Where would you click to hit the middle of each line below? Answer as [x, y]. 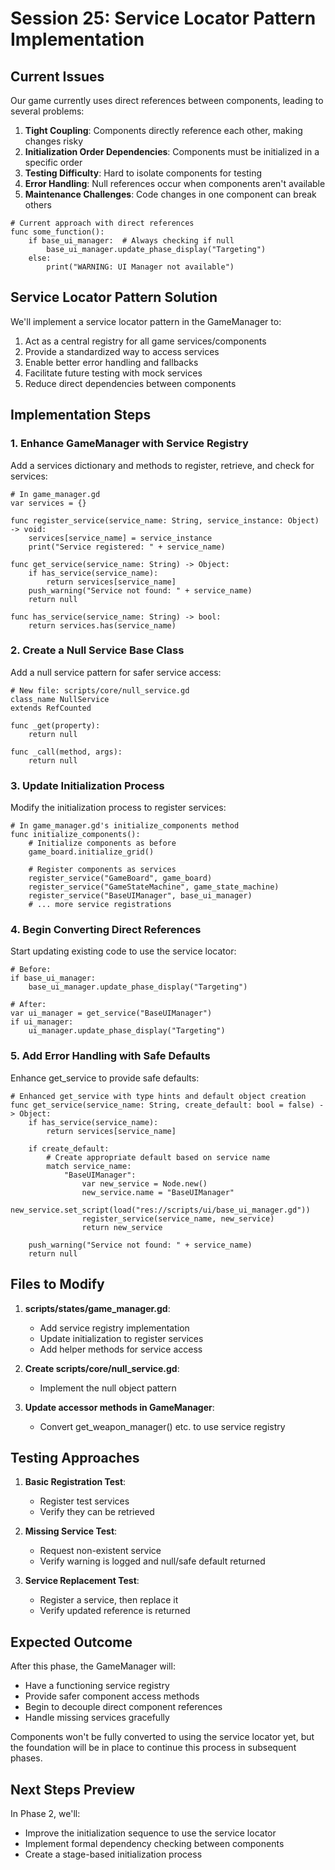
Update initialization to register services [121, 1338]
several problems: [47, 111]
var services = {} [48, 503]
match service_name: [89, 1166]
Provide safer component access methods [112, 1696]
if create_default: [69, 1148]
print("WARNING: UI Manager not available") [140, 267]
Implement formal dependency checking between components [154, 1843]
